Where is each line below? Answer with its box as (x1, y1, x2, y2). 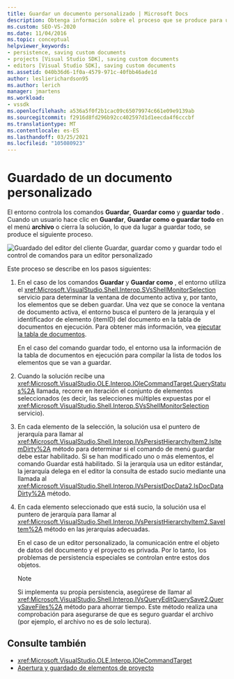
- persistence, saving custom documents (7, 50, 127, 57)
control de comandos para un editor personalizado (7, 251, 153, 260)
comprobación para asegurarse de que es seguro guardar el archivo (17, 610, 214, 618)
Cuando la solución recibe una (17, 372, 105, 380)
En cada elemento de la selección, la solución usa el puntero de (17, 423, 201, 431)
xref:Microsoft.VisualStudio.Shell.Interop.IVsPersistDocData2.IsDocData (17, 482, 224, 491)
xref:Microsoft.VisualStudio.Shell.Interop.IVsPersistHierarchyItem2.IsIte (17, 438, 222, 446)
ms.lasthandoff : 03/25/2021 (7, 133, 89, 140)
